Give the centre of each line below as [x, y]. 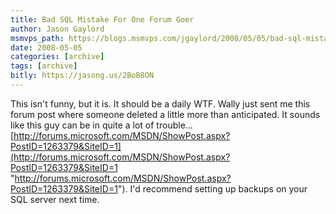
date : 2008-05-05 [46, 47]
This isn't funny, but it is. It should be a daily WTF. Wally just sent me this [160, 103]
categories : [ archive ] [57, 57]
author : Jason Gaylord [57, 29]
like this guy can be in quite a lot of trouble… [101, 125]
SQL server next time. [55, 199]
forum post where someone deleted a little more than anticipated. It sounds [165, 114]
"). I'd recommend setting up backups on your [212, 188]
